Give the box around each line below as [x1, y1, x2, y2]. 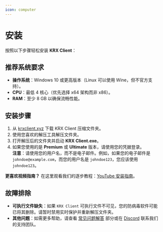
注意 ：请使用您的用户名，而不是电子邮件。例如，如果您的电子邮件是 [12, 150, 151, 156]
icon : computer [5, 7, 36, 12]
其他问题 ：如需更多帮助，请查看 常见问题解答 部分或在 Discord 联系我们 [12, 215, 159, 221]
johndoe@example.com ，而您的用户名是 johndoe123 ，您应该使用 [12, 156, 138, 162]
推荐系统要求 [5, 63, 44, 72]
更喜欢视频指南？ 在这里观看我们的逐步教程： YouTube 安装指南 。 [5, 173, 138, 179]
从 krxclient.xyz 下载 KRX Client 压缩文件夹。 [12, 125, 104, 131]
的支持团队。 [12, 222, 38, 227]
